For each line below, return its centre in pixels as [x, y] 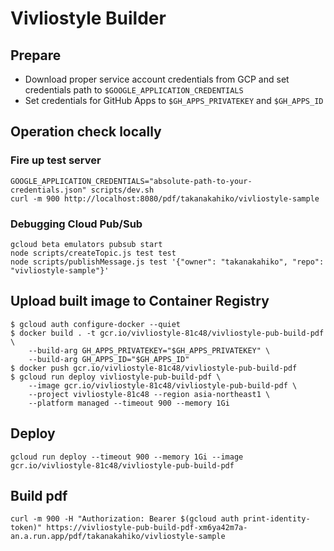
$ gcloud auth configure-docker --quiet [96, 324]
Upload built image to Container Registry [140, 301]
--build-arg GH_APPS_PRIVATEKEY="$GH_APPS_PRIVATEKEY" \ [149, 350]
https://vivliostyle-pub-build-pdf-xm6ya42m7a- [147, 528]
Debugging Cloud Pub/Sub [76, 224]
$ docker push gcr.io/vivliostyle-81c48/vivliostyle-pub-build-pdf [154, 368]
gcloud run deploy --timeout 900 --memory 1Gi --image [127, 457]
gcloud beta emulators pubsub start [86, 244]
